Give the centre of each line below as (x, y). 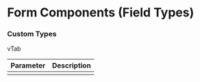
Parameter (28, 66)
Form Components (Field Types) (101, 13)
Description (71, 66)
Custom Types (32, 34)
